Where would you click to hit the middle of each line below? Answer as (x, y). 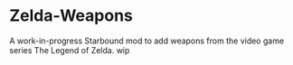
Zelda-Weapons (71, 16)
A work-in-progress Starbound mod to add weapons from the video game (147, 41)
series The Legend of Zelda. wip (70, 50)
